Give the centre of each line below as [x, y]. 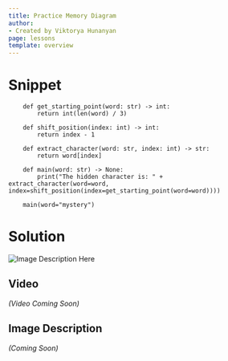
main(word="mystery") [59, 205]
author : [21, 23]
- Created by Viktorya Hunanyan [62, 30]
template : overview [41, 46]
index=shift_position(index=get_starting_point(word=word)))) [114, 191]
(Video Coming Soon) [44, 303]
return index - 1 [66, 135]
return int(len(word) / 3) [82, 114]
